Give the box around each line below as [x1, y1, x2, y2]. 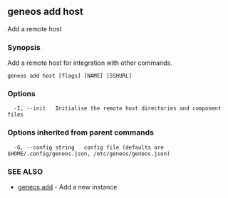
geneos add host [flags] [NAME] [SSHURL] [7, 73, 133, 80]
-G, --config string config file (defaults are [14, 144, 164, 151]
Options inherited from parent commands [7, 127, 155, 137]
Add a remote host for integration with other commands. [7, 58, 172, 67]
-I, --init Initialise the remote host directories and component [14, 105, 222, 113]
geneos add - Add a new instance [17, 183, 118, 191]
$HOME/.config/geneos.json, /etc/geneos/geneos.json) [7, 150, 171, 157]
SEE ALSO [7, 167, 43, 177]
